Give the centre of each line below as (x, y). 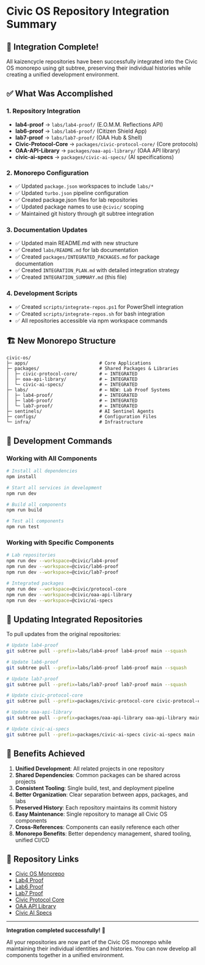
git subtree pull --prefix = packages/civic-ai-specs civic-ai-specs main (101, 734)
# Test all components (35, 521)
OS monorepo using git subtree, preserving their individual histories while (99, 68)
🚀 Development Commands (59, 441)
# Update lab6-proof (33, 662)
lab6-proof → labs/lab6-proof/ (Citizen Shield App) (81, 131)
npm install (21, 476)
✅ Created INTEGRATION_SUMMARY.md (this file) (71, 277)
